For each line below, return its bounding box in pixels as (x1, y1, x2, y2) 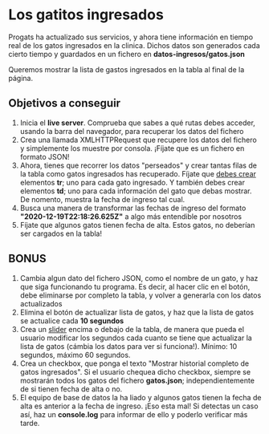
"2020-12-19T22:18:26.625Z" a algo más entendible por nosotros (19, 211, 243, 221)
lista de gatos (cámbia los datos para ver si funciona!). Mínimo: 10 (19, 341, 238, 351)
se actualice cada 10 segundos (19, 315, 124, 326)
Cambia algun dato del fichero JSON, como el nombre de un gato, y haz (19, 273, 259, 282)
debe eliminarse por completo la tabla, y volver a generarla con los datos (19, 290, 262, 300)
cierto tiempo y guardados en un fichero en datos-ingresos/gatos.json (8, 49, 245, 59)
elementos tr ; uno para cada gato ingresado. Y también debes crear (19, 177, 245, 187)
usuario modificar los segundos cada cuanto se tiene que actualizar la (19, 333, 253, 343)
